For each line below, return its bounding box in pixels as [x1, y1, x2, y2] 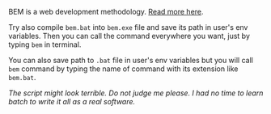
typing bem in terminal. [8, 40, 82, 49]
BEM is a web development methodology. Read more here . [8, 7, 204, 16]
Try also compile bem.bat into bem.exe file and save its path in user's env [8, 23, 248, 32]
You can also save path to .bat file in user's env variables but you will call [8, 56, 253, 65]
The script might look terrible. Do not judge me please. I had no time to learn [8, 88, 264, 98]
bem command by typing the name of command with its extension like [8, 64, 239, 74]
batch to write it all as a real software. [8, 97, 136, 106]
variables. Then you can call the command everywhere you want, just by [8, 32, 251, 40]
